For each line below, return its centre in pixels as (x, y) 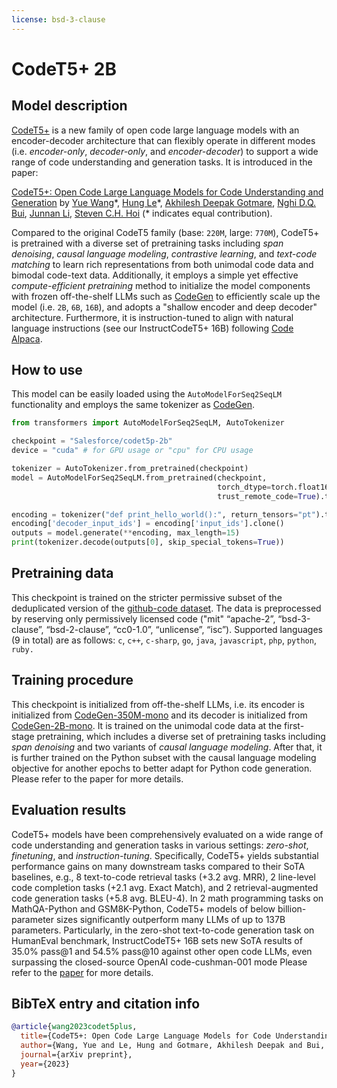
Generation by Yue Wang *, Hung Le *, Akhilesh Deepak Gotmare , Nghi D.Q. (164, 202)
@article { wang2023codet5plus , (74, 1027)
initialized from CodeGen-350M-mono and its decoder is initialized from (159, 715)
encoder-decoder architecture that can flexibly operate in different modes (163, 140)
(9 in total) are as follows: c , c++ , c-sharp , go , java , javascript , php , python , (164, 640)
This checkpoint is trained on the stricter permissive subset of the (147, 597)
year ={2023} (45, 1064)
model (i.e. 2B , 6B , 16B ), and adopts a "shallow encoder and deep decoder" (164, 307)
